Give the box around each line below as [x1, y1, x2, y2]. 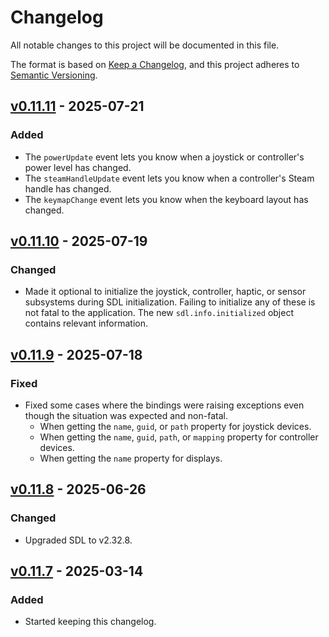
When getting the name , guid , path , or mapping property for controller [39, 431, 319, 443]
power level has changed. [24, 161, 132, 173]
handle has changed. [24, 182, 112, 195]
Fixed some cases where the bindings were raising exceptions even [24, 399, 305, 411]
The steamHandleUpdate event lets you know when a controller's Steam [24, 172, 315, 184]
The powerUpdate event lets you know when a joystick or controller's [24, 151, 305, 163]
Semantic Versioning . [10, 69, 98, 81]
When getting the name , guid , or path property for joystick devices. [39, 421, 312, 432]
